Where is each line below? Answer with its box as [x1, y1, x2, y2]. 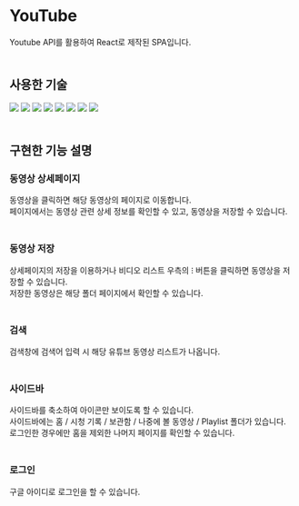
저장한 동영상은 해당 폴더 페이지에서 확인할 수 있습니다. [9, 287, 204, 298]
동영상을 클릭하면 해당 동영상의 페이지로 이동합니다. [9, 194, 192, 205]
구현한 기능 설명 [9, 143, 93, 159]
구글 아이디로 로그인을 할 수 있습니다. [9, 486, 141, 497]
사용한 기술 [9, 77, 68, 93]
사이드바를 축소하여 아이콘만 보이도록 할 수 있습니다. [9, 405, 194, 416]
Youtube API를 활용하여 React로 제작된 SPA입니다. [9, 36, 192, 47]
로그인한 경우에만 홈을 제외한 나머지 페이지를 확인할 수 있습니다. [9, 428, 235, 439]
